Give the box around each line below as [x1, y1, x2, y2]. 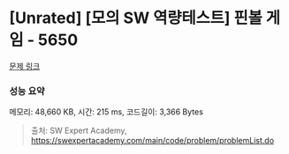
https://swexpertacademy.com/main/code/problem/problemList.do [30, 136, 275, 146]
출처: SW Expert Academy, [30, 125, 127, 136]
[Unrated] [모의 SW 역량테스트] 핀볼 [9, 8, 262, 28]
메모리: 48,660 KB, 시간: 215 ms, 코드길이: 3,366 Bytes [9, 106, 203, 117]
